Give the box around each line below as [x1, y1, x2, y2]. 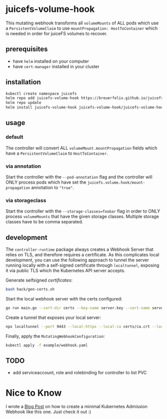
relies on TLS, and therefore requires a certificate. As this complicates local [5, 252, 160, 258]
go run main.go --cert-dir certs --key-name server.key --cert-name [5, 306, 150, 311]
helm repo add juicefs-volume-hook [5, 96, 79, 101]
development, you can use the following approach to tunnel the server [5, 257, 149, 263]
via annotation [5, 163, 41, 170]
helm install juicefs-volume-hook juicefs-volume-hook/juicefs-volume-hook [5, 105, 166, 110]
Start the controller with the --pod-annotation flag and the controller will [5, 174, 153, 180]
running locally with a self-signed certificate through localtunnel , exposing [5, 262, 160, 268]
